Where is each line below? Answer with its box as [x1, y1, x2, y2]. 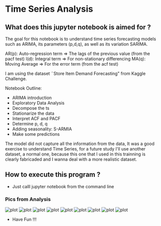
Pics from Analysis [5, 196, 51, 202]
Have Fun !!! [12, 217, 37, 223]
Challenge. [5, 76, 27, 81]
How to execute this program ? [5, 171, 101, 179]
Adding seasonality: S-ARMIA [12, 126, 72, 132]
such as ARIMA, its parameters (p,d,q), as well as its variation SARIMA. [5, 41, 148, 47]
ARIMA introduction [12, 95, 52, 100]
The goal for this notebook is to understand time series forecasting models [5, 36, 156, 42]
